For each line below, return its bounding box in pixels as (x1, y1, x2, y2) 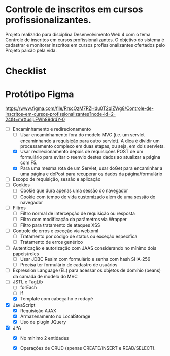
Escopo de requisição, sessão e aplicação (12, 176, 101, 182)
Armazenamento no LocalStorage (20, 313, 91, 319)
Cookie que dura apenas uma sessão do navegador (20, 187, 128, 194)
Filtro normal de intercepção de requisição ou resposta (20, 210, 135, 216)
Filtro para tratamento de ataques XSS (20, 222, 100, 228)
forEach (20, 284, 37, 291)
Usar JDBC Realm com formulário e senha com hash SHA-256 (20, 256, 151, 262)
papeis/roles (12, 251, 39, 257)
